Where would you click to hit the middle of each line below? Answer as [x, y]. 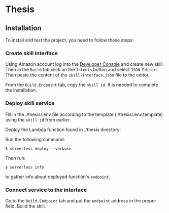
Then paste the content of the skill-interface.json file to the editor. [77, 75]
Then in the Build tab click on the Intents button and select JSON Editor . [81, 70]
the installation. [21, 90]
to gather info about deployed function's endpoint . [58, 177]
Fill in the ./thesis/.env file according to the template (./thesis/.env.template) [84, 114]
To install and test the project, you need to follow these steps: [70, 40]
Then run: [15, 158]
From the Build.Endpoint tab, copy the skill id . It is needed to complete [82, 85]
